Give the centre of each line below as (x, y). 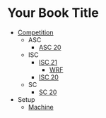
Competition (36, 32)
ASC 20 (50, 47)
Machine (41, 107)
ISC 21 (48, 62)
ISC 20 (48, 77)
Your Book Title (53, 13)
